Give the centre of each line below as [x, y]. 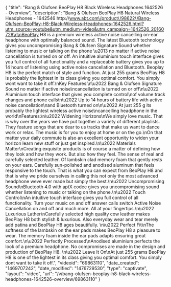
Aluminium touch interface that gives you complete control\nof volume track [86, 94]
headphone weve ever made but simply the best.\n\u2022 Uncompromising [85, 181]
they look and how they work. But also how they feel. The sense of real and [84, 154]
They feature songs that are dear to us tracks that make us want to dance [82, 127]
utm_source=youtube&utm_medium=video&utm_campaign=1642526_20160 [85, 29]
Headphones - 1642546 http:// [38, 18]
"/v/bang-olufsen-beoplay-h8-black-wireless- [103, 274]
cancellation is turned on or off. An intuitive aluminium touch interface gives [85, 56]
